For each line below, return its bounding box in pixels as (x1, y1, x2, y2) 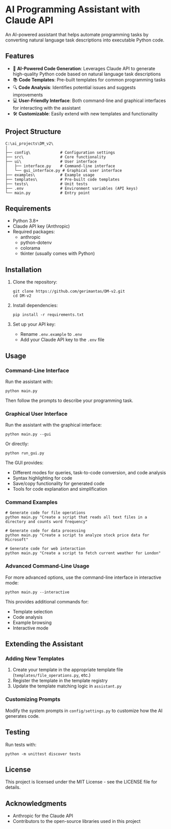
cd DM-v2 (12, 293, 32, 298)
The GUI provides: (5, 460, 44, 466)
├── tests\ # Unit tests (5, 181, 88, 187)
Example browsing (12, 619, 52, 625)
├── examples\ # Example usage (5, 172, 95, 177)
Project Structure (5, 127, 61, 136)
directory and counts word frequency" (5, 519, 88, 524)
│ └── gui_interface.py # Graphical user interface (5, 168, 123, 173)
